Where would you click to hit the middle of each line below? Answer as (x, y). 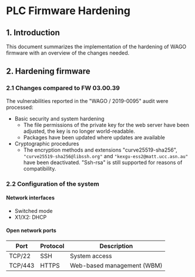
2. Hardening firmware (48, 71)
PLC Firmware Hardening (68, 11)
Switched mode (33, 211)
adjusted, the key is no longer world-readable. (79, 131)
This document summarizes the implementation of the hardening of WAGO (96, 46)
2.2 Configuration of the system (53, 183)
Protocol (52, 246)
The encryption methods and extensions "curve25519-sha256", (100, 150)
